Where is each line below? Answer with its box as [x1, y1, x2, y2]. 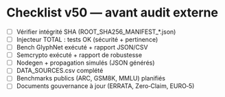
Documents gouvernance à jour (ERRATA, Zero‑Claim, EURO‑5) [16, 82, 195, 90]
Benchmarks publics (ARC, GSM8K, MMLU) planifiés [16, 74, 166, 83]
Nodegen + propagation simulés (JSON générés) [16, 58, 155, 67]
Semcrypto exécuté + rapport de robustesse [16, 51, 142, 59]
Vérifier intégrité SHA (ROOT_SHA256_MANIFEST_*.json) [16, 28, 176, 36]
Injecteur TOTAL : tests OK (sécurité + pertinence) [16, 36, 158, 43]
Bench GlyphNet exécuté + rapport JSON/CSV [16, 43, 148, 52]
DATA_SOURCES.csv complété [16, 67, 104, 75]
